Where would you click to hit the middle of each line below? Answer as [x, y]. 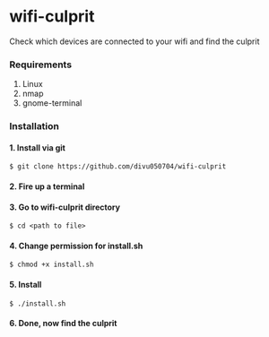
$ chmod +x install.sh [52, 265]
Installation [35, 126]
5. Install [26, 284]
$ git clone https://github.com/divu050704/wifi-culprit [118, 167]
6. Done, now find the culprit [64, 324]
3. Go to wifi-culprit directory [65, 207]
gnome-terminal [52, 103]
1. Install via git [37, 147]
